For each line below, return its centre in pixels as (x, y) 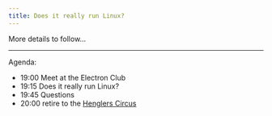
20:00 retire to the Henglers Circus (78, 103)
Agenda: (23, 62)
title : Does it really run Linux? (67, 16)
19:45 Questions (47, 94)
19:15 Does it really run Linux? (70, 86)
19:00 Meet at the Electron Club (73, 77)
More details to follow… (47, 39)
